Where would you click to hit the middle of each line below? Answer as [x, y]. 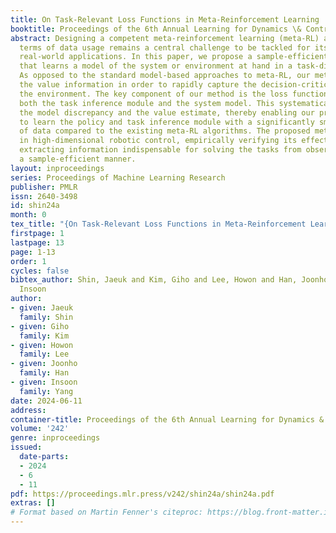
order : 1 [28, 261]
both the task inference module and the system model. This [147, 103]
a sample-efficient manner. [78, 159]
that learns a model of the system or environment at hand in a [156, 66]
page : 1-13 [33, 252]
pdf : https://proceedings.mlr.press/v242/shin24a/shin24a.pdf [142, 494]
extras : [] [33, 503]
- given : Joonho [44, 364]
